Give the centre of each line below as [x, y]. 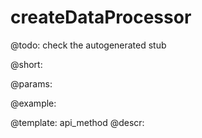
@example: [33, 103]
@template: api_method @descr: [77, 122]
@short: [26, 64]
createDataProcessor [101, 17]
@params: [31, 83]
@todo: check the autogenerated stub [88, 45]
